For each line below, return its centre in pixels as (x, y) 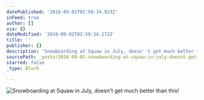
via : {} (16, 29)
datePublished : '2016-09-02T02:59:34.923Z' (62, 12)
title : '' (19, 40)
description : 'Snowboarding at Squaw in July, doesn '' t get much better (100, 52)
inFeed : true (23, 18)
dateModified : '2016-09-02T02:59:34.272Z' (61, 35)
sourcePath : (21, 57)
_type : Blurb (23, 68)
